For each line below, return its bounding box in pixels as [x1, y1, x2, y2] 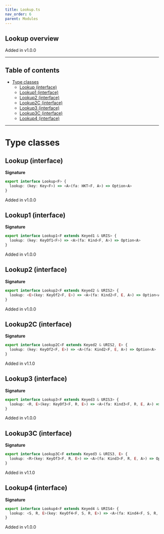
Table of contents [5, 66, 60, 74]
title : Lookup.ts [5, 7, 41, 12]
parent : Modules [5, 16, 38, 21]
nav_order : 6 [5, 12, 32, 17]
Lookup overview [5, 34, 59, 43]
